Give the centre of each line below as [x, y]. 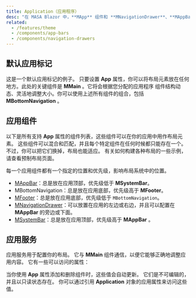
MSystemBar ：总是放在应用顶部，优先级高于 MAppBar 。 [84, 219]
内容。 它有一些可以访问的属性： [50, 262]
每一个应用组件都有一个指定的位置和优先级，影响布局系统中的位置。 [88, 171]
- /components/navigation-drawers [53, 39]
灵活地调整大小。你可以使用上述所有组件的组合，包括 [80, 93]
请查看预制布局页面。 [32, 158]
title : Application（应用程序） [43, 11]
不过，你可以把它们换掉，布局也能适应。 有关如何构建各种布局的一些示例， [96, 151]
